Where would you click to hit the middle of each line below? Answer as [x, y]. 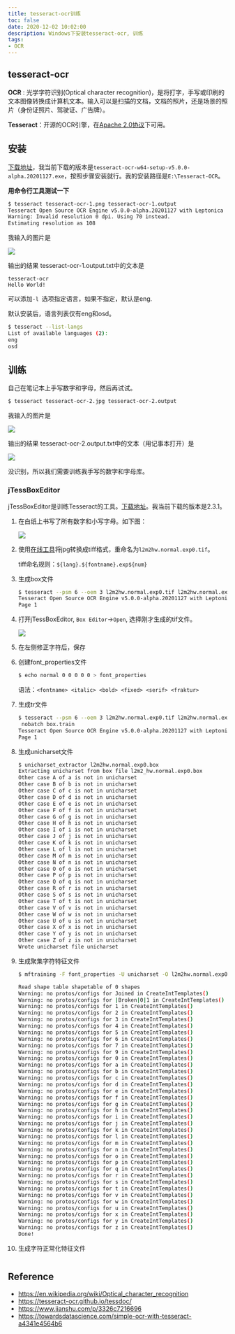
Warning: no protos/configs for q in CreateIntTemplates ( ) [106, 1169]
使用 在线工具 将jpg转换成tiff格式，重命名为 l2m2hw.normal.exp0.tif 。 [116, 549]
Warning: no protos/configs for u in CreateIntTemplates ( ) [106, 1208]
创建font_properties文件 [52, 662]
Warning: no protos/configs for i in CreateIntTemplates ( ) [106, 1117]
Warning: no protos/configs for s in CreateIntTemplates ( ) [106, 1182]
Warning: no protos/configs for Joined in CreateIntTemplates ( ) [113, 993]
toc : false [24, 20]
